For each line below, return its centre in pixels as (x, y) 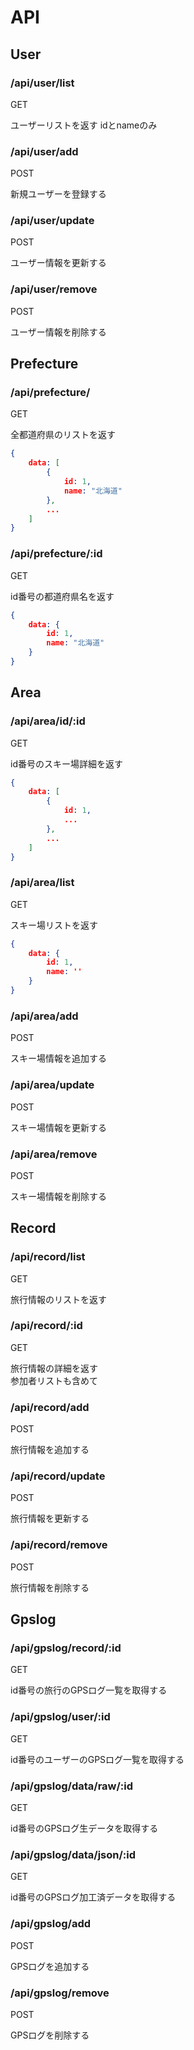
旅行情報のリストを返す (58, 1299)
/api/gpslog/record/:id (66, 1648)
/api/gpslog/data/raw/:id (72, 1786)
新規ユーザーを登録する (58, 194)
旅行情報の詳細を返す (54, 1368)
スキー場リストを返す (54, 925)
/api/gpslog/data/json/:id (73, 1854)
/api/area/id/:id (48, 721)
